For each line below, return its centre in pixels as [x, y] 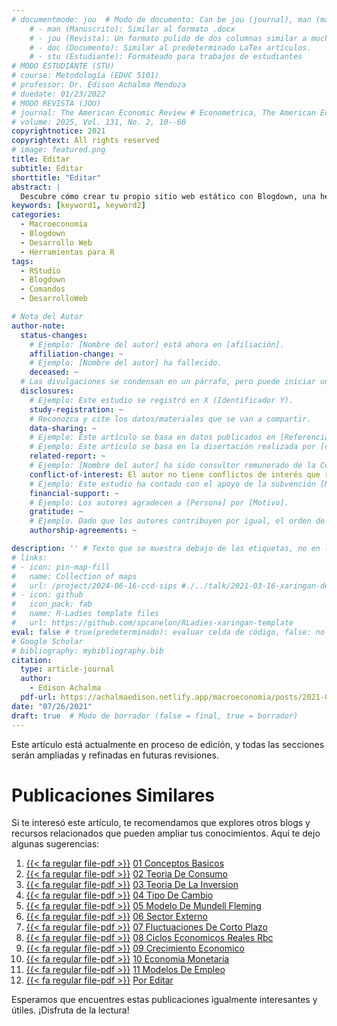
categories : [36, 215]
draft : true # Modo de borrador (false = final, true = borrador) [155, 716]
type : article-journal [67, 669]
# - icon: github [47, 595]
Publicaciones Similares [113, 795]
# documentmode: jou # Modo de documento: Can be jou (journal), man [161, 19]
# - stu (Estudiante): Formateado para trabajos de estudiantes [166, 57]
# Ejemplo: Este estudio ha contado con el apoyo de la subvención [172, 484]
